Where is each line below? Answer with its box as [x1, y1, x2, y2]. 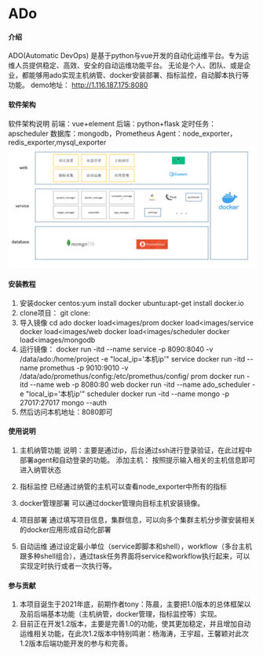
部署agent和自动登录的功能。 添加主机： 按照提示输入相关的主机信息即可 [19, 456, 256, 465]
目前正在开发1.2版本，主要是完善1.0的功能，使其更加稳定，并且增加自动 [19, 619, 251, 628]
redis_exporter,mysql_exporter [8, 137, 107, 147]
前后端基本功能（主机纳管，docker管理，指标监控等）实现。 [26, 610, 221, 619]
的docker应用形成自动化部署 [19, 525, 111, 534]
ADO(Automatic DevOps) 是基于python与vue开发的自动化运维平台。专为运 [8, 51, 250, 60]
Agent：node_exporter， [156, 129, 237, 138]
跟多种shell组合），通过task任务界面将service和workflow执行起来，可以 [19, 551, 250, 561]
